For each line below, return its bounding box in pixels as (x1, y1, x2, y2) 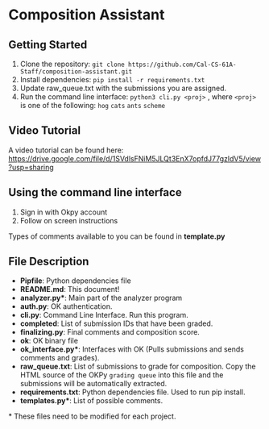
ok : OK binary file (19, 336, 79, 346)
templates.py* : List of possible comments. (19, 396, 163, 406)
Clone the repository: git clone (19, 59, 125, 69)
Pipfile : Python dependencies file (19, 276, 131, 285)
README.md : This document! (19, 285, 120, 294)
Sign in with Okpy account (19, 207, 108, 217)
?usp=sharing (8, 162, 54, 172)
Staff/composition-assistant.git (19, 68, 133, 76)
